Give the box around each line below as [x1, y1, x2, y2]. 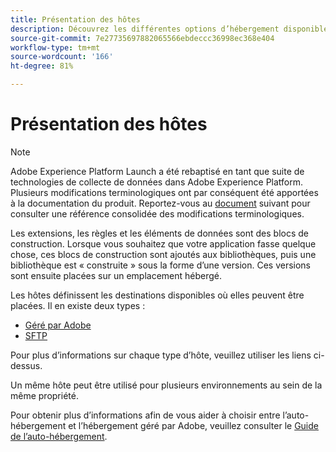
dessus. [10, 359, 43, 371]
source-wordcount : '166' [10, 52, 114, 62]
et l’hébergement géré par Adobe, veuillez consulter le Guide [68, 419, 319, 431]
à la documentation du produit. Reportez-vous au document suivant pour [10, 197, 311, 209]
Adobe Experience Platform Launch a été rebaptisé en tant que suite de [10, 165, 305, 177]
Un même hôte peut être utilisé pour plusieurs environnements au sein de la [10, 379, 323, 391]
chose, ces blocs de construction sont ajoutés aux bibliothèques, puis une [10, 248, 317, 260]
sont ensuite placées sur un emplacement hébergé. [10, 269, 223, 281]
